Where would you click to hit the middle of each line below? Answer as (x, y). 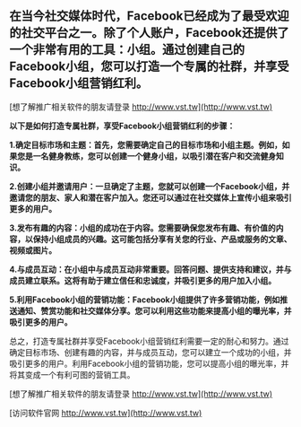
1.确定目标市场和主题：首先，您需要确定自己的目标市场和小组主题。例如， (146, 144)
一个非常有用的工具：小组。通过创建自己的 (127, 50)
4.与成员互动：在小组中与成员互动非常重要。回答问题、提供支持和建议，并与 (150, 269)
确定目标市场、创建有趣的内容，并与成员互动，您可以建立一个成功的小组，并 (150, 352)
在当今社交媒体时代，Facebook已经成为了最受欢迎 (149, 16)
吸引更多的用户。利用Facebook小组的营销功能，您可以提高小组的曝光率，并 (149, 363)
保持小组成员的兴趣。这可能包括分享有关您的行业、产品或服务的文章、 (162, 239)
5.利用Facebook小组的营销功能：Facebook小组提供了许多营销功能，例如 (145, 300)
